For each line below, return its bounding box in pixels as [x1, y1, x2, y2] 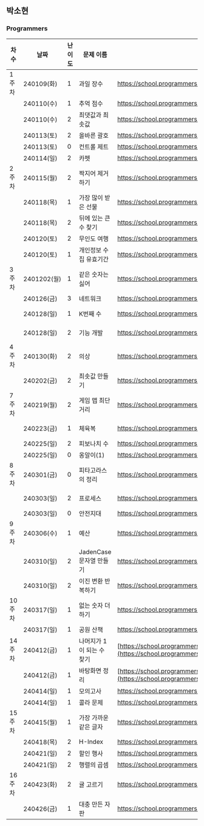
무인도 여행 [78, 234, 109, 243]
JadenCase [78, 547, 112, 556]
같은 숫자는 [78, 270, 109, 278]
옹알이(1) [78, 451, 105, 459]
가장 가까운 [78, 713, 109, 722]
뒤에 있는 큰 [78, 214, 110, 222]
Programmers [6, 24, 48, 33]
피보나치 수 [78, 439, 109, 448]
